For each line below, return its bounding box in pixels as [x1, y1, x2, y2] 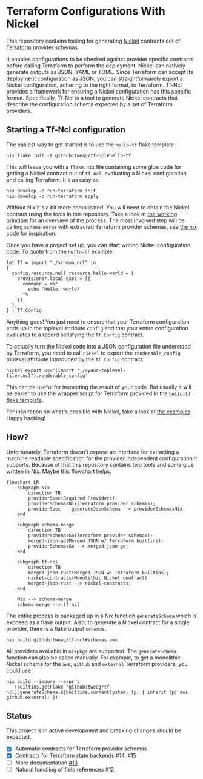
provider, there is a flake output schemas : [6, 625, 107, 632]
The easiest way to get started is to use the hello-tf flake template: [6, 141, 176, 148]
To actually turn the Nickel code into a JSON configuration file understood [6, 342, 191, 350]
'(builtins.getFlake [12, 684, 64, 690]
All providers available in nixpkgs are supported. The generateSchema [6, 647, 177, 655]
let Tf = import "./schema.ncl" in [6, 259, 96, 265]
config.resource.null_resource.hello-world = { [12, 270, 135, 276]
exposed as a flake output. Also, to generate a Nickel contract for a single [6, 618, 190, 626]
